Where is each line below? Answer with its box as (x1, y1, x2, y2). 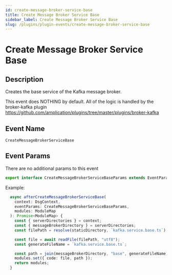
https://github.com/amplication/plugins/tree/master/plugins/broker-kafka (5, 110, 159, 116)
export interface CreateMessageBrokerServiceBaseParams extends (5, 175, 145, 180)
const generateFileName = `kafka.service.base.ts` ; (14, 242, 127, 247)
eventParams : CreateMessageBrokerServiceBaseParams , (14, 204, 130, 209)
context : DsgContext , (14, 199, 60, 204)
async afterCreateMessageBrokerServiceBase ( (10, 194, 106, 200)
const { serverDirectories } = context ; (14, 218, 102, 223)
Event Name (5, 124, 45, 133)
